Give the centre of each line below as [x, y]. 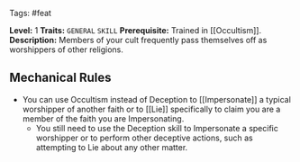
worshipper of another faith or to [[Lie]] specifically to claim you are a [151, 109]
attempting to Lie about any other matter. [112, 147]
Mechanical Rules [60, 78]
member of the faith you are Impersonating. [103, 118]
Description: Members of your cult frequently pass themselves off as [138, 40]
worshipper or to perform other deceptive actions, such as [145, 138]
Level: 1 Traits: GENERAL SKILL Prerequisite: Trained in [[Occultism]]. [136, 30]
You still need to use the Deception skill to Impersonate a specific [157, 128]
